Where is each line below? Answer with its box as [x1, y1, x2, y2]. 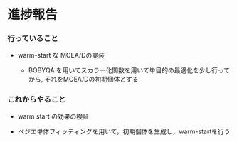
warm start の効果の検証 [17, 111, 89, 121]
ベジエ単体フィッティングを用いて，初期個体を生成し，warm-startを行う [17, 127, 231, 136]
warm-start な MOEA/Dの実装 [17, 51, 105, 60]
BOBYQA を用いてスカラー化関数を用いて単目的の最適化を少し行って [28, 66, 230, 75]
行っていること [7, 33, 58, 43]
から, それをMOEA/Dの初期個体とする [28, 75, 139, 84]
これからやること [7, 94, 66, 104]
